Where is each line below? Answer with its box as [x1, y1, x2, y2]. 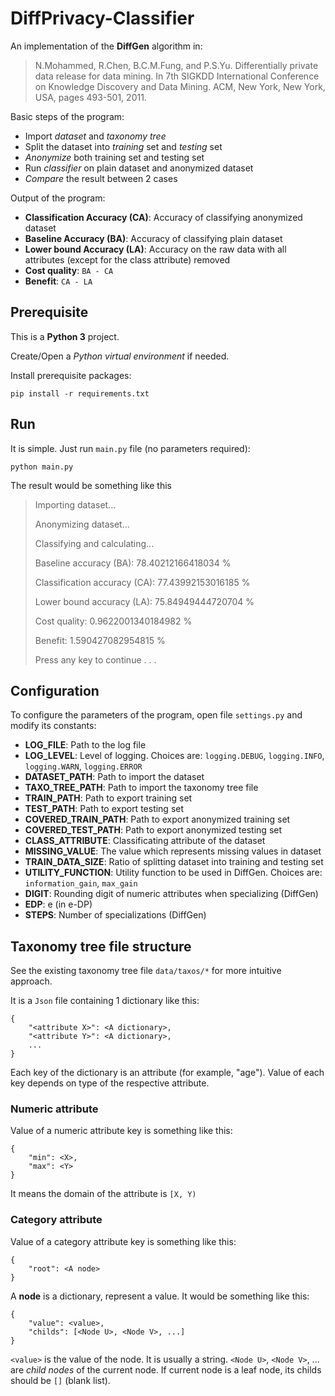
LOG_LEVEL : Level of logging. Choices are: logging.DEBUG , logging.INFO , [24, 750, 325, 762]
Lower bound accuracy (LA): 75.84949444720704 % [34, 595, 255, 607]
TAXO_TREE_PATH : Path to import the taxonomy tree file [24, 782, 259, 794]
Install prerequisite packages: [10, 369, 132, 381]
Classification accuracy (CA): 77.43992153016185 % [34, 576, 251, 588]
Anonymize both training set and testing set [24, 151, 205, 163]
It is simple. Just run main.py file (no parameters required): [10, 442, 251, 454]
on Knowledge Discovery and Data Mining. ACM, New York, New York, [34, 80, 326, 92]
